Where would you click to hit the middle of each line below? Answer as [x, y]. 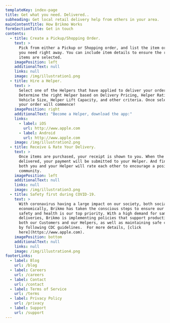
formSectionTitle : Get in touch [39, 29]
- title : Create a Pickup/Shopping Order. [55, 39]
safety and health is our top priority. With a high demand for [88, 213]
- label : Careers [28, 270]
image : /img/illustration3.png [47, 190]
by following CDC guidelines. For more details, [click [80, 228]
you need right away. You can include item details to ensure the [90, 52]
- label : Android [37, 133]
